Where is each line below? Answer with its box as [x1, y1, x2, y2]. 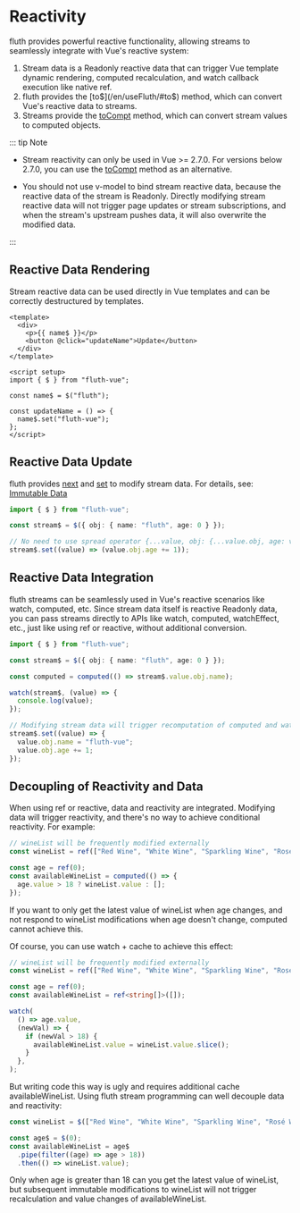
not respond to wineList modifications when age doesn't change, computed [9, 914, 287, 924]
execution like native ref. [21, 81, 112, 92]
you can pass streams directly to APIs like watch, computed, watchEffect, [9, 612, 279, 623]
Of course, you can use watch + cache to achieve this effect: [9, 940, 234, 951]
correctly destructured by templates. [9, 295, 145, 306]
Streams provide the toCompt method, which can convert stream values [21, 110, 287, 121]
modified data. [21, 219, 76, 230]
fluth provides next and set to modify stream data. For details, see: [9, 478, 254, 489]
